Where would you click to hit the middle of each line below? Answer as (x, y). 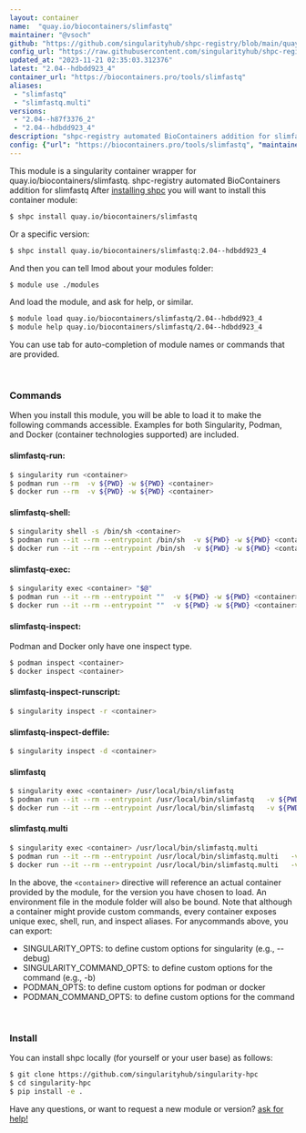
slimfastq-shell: (40, 512)
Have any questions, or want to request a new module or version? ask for (147, 1108)
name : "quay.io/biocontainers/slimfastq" (91, 26)
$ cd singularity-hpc (51, 1083)
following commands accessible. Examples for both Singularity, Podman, (146, 425)
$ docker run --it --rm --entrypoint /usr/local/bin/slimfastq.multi (144, 865)
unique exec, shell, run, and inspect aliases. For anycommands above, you (149, 921)
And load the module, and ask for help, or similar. (102, 302)
